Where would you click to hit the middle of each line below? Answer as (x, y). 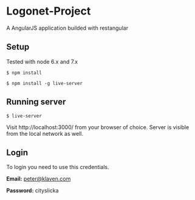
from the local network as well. (45, 133)
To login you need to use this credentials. (58, 167)
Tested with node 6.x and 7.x (42, 61)
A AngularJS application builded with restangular (67, 28)
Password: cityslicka (32, 191)
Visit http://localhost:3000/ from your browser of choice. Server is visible (98, 127)
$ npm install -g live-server (45, 83)
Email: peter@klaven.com (39, 179)
